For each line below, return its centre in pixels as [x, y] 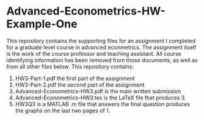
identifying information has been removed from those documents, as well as [102, 60]
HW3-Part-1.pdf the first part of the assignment [75, 78]
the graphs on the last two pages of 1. [63, 110]
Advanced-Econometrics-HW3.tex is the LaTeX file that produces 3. [100, 98]
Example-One [42, 24]
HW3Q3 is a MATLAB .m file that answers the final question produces [103, 104]
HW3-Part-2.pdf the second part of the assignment [80, 85]
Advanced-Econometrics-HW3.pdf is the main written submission [98, 91]
